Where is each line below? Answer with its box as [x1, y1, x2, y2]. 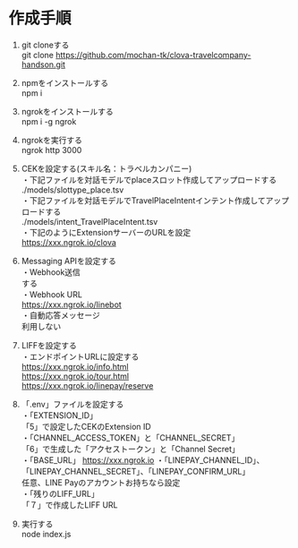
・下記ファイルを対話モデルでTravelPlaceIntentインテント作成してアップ [21, 194, 290, 206]
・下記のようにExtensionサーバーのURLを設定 [21, 227, 192, 237]
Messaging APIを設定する [21, 255, 117, 266]
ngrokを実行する [21, 134, 82, 145]
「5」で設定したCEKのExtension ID [21, 421, 151, 432]
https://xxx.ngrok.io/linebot [21, 299, 122, 310]
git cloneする [21, 39, 70, 50]
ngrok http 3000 [21, 144, 82, 155]
